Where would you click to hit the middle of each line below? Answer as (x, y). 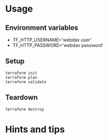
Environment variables (42, 28)
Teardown (22, 97)
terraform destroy (25, 109)
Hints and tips (35, 129)
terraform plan (21, 77)
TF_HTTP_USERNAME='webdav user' (52, 40)
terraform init (21, 73)
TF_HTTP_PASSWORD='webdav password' (58, 45)
